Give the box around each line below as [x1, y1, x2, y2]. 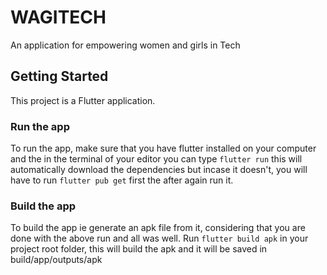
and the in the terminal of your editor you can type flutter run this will [10, 153, 303, 165]
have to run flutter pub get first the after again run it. [10, 174, 234, 186]
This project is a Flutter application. [10, 94, 156, 106]
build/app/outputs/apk [10, 254, 103, 266]
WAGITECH [10, 6, 107, 29]
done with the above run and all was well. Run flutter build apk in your [10, 232, 309, 245]
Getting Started [10, 68, 109, 85]
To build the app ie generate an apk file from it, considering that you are [10, 222, 306, 234]
